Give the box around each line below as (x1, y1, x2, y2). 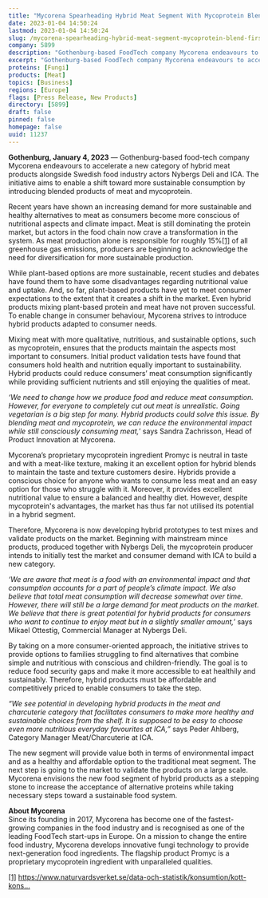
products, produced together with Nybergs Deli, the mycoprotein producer (8, 542, 254, 552)
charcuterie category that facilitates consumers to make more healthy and (8, 707, 254, 717)
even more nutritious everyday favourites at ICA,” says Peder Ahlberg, (8, 724, 239, 734)
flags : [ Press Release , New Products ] (8, 93, 137, 101)
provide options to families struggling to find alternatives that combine (8, 649, 239, 659)
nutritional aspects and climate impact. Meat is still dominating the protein (8, 219, 251, 228)
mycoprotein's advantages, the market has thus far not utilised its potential (8, 500, 254, 511)
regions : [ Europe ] (8, 85, 69, 94)
